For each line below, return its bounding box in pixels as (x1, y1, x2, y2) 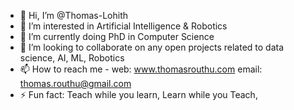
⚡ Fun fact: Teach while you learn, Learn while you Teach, (19, 89, 258, 100)
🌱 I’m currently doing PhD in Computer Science (19, 31, 215, 42)
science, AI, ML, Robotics (19, 52, 125, 64)
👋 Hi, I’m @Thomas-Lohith (19, 10, 129, 21)
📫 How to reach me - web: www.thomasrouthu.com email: (19, 63, 263, 75)
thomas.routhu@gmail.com (19, 78, 132, 89)
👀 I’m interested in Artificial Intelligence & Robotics (19, 20, 228, 32)
